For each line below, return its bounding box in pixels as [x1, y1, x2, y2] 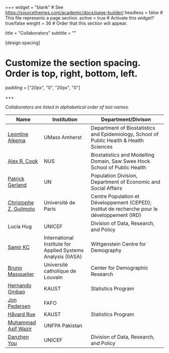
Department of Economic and [91, 178, 160, 185]
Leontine [8, 131, 29, 138]
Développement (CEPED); [91, 199, 152, 206]
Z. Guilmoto [8, 205, 35, 212]
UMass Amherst [43, 134, 82, 141]
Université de [43, 199, 75, 206]
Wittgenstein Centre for [91, 241, 146, 248]
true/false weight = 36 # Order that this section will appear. [5, 20, 128, 26]
